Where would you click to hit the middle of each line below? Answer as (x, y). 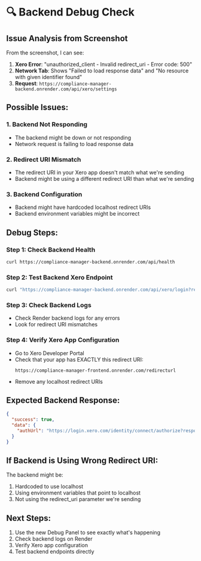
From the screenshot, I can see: (45, 53)
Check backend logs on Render (54, 539)
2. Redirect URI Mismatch (44, 159)
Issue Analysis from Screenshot (67, 38)
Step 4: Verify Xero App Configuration (63, 340)
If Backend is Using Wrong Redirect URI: (82, 461)
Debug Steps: (32, 233)
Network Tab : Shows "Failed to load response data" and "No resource (102, 71)
